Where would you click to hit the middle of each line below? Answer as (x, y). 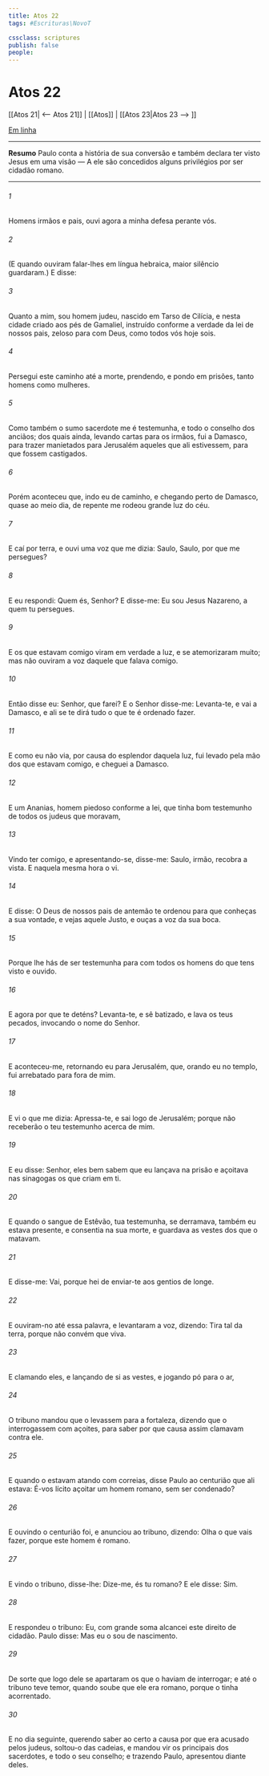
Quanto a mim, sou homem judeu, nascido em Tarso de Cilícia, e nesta (124, 316)
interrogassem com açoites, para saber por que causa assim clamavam (126, 1429)
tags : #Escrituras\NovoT (50, 23)
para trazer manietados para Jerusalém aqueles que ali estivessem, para (128, 445)
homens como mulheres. (49, 384)
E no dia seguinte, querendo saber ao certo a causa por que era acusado (129, 1739)
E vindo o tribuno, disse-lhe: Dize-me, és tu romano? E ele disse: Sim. (123, 1584)
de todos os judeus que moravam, (65, 816)
